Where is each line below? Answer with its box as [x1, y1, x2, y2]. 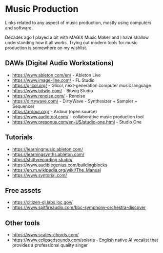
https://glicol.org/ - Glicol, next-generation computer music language [12, 82, 151, 88]
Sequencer [12, 103, 35, 109]
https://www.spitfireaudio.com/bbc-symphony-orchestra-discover [12, 204, 146, 210]
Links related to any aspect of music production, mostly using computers [5, 20, 152, 25]
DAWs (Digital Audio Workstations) [5, 59, 114, 67]
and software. [5, 25, 33, 30]
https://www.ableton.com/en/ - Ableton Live [12, 72, 101, 78]
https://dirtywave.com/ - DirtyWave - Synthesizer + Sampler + [12, 98, 138, 104]
